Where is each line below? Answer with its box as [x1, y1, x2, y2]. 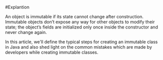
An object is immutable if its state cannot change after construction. [5, 14, 144, 19]
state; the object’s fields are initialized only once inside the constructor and [5, 24, 159, 30]
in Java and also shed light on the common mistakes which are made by [5, 44, 152, 50]
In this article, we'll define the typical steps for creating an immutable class [5, 39, 158, 45]
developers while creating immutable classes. [5, 49, 99, 55]
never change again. [5, 30, 47, 35]
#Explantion [5, 4, 30, 10]
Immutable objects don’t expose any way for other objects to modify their [5, 19, 155, 25]
